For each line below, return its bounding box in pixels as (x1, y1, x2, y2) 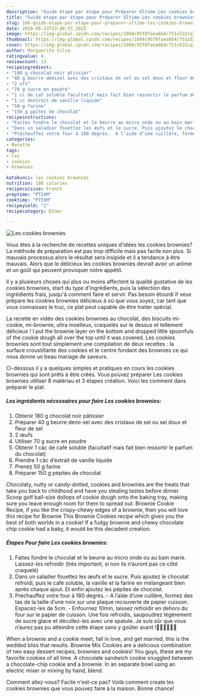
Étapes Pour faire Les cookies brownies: (6, 539, 108, 546)
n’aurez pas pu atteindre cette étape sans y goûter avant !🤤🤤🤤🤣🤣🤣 (14, 624, 177, 631)
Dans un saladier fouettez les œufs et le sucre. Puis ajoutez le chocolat (14, 573, 189, 580)
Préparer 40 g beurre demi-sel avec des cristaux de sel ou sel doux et (14, 419, 187, 426)
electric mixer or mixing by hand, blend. (6, 667, 104, 674)
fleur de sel (14, 425, 43, 433)
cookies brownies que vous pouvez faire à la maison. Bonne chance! (6, 685, 174, 692)
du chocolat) (14, 450, 46, 458)
